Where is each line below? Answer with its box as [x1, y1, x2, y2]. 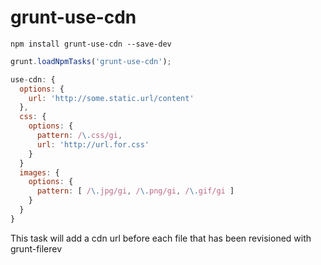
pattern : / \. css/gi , [36, 131, 123, 141]
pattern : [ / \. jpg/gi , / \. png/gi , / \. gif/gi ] [36, 186, 235, 196]
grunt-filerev [10, 242, 63, 255]
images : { [19, 167, 60, 178]
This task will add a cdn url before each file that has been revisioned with [10, 232, 312, 244]
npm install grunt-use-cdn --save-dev [10, 39, 172, 49]
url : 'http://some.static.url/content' [28, 93, 195, 103]
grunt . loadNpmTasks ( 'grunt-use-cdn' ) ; [10, 56, 172, 66]
